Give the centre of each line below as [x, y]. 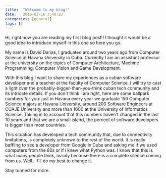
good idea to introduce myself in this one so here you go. [63, 43]
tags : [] [14, 23]
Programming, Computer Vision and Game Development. [63, 68]
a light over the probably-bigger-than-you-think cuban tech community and [82, 88]
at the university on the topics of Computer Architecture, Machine [72, 63]
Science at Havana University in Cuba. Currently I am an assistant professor [83, 58]
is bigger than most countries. [36, 125]
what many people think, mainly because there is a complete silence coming [83, 156]
